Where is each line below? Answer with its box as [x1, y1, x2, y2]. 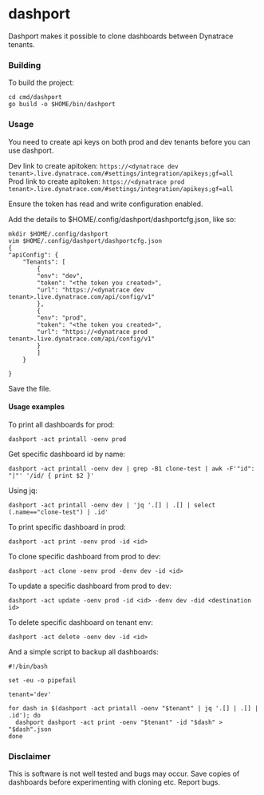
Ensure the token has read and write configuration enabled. [8, 199, 203, 209]
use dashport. [8, 145, 54, 155]
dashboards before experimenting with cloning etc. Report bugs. [8, 777, 221, 787]
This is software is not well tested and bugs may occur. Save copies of [8, 769, 240, 779]
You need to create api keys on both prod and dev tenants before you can [8, 137, 250, 146]
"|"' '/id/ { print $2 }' [8, 471, 94, 479]
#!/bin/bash [8, 662, 48, 670]
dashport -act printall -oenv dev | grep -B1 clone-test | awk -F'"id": [8, 464, 255, 472]
